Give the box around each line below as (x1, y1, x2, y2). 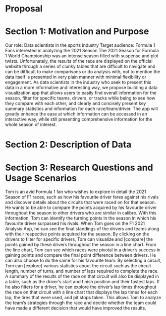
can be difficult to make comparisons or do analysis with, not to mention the (5, 69, 161, 75)
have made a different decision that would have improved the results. (5, 305, 146, 311)
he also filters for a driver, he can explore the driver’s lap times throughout (5, 284, 157, 290)
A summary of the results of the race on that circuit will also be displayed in (5, 273, 159, 279)
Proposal (5, 3, 43, 14)
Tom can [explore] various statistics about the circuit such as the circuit (5, 263, 151, 269)
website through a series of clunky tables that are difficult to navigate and (5, 63, 156, 70)
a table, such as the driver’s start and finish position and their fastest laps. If (5, 279, 160, 285)
